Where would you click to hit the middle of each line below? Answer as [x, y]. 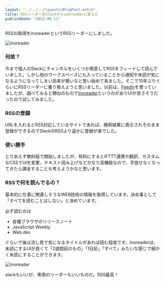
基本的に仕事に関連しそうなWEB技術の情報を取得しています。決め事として [81, 194]
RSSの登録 [18, 113]
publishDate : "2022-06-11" [33, 19]
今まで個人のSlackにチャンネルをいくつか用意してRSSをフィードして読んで [81, 68]
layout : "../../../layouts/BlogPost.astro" [50, 10]
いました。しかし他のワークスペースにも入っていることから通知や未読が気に [82, 75]
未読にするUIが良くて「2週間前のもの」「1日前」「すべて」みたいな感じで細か [82, 248]
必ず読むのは [18, 211]
